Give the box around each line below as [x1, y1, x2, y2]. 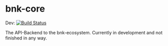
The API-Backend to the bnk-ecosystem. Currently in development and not [5, 29, 163, 35]
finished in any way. [5, 35, 47, 41]
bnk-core [5, 3, 45, 15]
